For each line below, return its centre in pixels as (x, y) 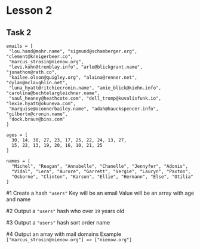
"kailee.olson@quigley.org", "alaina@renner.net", (73, 78)
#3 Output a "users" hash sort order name (58, 222)
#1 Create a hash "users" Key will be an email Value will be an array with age (100, 193)
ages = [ (17, 135)
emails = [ (20, 46)
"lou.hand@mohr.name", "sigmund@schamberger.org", (73, 51)
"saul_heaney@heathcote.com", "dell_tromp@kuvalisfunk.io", (85, 99)
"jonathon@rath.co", (32, 72)
